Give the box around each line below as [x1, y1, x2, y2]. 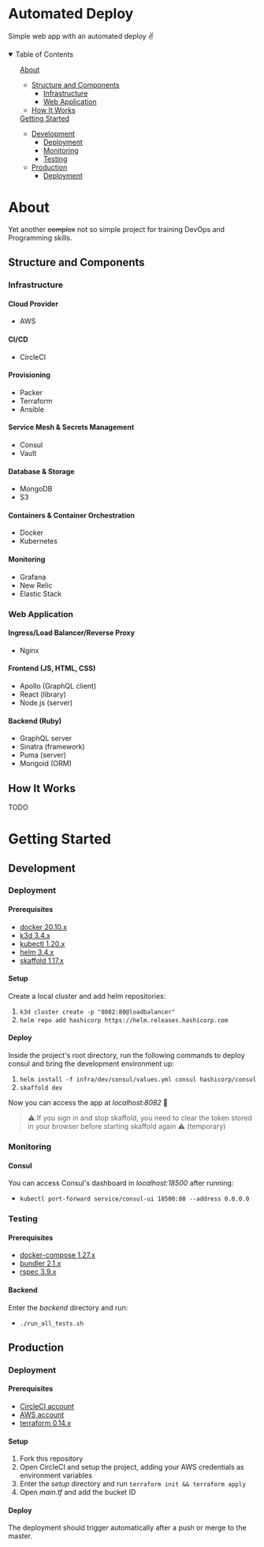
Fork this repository [19, 1454, 84, 1463]
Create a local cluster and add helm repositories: [8, 991, 166, 1000]
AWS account [19, 1410, 65, 1420]
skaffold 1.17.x [19, 955, 65, 965]
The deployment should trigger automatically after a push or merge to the [8, 1523, 247, 1533]
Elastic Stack [19, 589, 61, 598]
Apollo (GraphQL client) [19, 681, 97, 690]
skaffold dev [19, 1084, 63, 1093]
